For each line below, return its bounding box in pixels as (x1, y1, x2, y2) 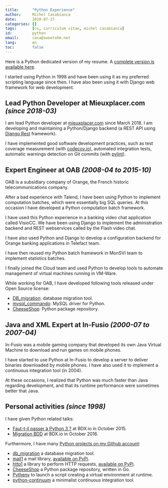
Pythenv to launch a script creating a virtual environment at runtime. (12, 471, 153, 477)
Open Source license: (5, 285, 50, 291)
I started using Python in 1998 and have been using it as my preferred (5, 73, 149, 79)
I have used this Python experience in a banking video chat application (5, 215, 151, 221)
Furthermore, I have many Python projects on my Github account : (5, 440, 140, 446)
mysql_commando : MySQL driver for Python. (12, 301, 105, 307)
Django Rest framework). (5, 131, 57, 137)
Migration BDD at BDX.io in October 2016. (12, 431, 99, 437)
